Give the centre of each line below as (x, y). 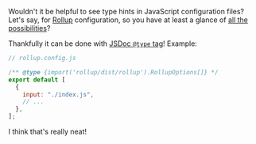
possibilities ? (29, 28)
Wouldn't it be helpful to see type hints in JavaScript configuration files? (126, 11)
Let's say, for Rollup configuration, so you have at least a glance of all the (128, 20)
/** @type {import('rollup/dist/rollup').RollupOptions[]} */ (113, 72)
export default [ (37, 80)
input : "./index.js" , (58, 94)
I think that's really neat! (48, 131)
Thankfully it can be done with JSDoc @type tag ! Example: (103, 44)
